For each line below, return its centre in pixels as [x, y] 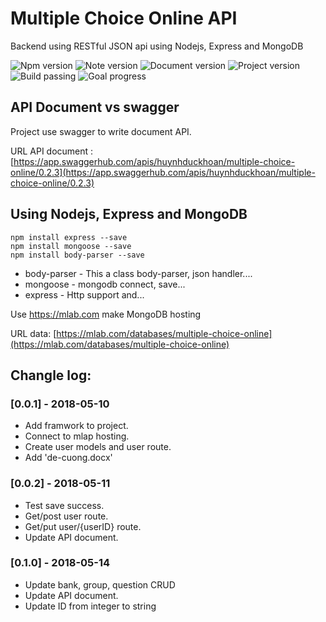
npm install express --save [69, 237]
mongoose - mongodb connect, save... [105, 284]
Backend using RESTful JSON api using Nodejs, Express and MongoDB [157, 46]
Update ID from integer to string [90, 606]
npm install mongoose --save [71, 246]
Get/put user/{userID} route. [83, 526]
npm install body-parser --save [77, 255]
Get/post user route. [66, 516]
